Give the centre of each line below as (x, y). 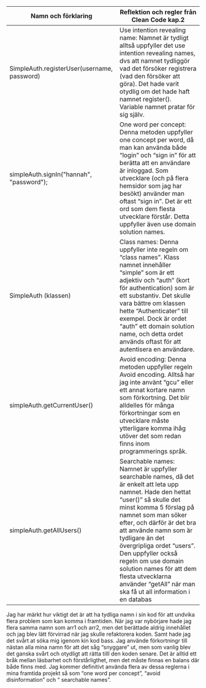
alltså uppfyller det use (152, 45)
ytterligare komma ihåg (152, 428)
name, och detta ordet (151, 334)
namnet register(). (145, 99)
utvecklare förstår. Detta (154, 216)
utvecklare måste (144, 421)
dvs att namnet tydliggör (154, 61)
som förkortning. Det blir (154, 397)
